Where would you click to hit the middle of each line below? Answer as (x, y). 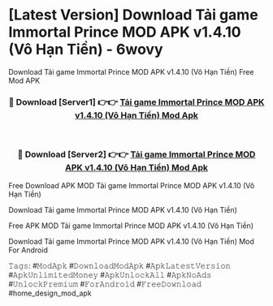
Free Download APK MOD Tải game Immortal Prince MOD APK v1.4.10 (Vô (132, 185)
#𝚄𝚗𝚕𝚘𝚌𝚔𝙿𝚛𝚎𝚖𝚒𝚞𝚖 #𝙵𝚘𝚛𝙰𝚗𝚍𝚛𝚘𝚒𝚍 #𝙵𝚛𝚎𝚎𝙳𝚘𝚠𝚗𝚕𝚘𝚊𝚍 (105, 284)
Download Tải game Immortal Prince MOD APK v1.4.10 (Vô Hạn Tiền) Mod (131, 241)
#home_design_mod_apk (50, 293)
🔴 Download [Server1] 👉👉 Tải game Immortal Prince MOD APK (136, 101)
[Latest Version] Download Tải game (133, 15)
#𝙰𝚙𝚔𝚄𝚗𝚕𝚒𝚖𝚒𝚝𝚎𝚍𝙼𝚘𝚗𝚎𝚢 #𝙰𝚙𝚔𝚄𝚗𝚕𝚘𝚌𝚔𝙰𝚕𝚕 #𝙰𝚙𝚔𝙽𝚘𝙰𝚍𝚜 (110, 274)
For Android (28, 250)
